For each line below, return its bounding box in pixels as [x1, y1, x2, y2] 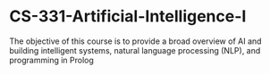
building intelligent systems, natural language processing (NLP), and [9, 45, 261, 55]
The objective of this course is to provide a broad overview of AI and [9, 36, 262, 46]
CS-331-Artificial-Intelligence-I [9, 6, 247, 27]
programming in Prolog [9, 54, 94, 65]
